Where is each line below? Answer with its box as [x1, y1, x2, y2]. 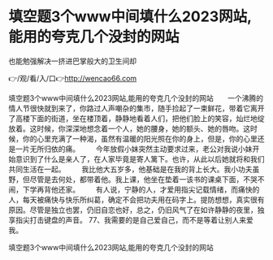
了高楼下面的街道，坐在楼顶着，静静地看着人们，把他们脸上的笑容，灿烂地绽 [8, 113, 265, 123]
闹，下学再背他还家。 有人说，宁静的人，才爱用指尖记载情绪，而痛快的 [8, 184, 260, 194]
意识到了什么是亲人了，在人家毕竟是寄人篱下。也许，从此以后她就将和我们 [15, 154, 265, 163]
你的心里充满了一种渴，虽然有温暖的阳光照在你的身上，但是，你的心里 [22, 133, 258, 143]
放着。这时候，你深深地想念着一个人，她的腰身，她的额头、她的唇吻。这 [8, 123, 250, 133]
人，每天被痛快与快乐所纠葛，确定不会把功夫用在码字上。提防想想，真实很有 [8, 194, 265, 204]
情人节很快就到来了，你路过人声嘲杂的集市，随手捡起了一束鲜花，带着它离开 [8, 103, 265, 113]
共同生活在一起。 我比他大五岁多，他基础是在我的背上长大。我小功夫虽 [8, 164, 260, 174]
